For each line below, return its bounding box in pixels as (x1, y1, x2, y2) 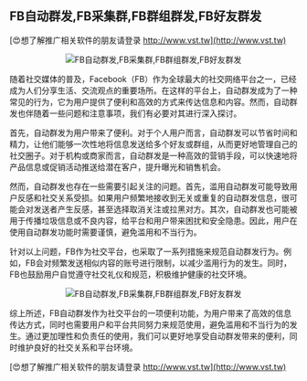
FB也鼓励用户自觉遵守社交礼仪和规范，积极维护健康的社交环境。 (9, 269, 252, 280)
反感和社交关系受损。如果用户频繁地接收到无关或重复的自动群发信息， (16, 192, 281, 203)
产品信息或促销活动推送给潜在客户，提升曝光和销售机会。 (9, 161, 226, 172)
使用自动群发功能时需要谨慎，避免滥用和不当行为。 (9, 227, 202, 238)
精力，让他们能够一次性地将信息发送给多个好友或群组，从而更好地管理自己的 (9, 138, 298, 149)
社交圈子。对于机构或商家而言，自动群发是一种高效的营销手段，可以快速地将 (9, 150, 298, 161)
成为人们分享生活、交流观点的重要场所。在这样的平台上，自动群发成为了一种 (9, 85, 298, 96)
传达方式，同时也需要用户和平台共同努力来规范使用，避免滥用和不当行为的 (9, 319, 290, 330)
